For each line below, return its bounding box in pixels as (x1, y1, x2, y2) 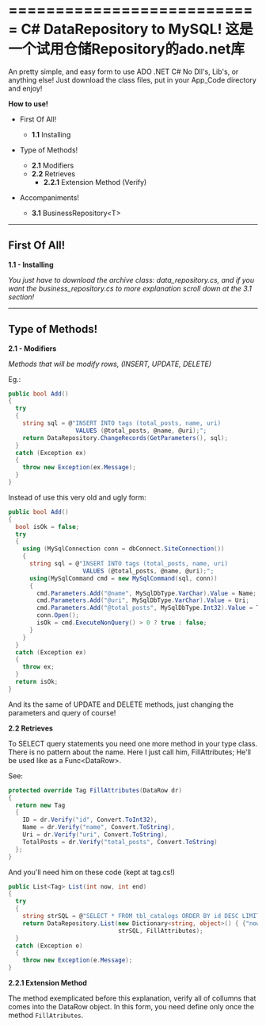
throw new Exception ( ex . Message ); (22, 464, 136, 472)
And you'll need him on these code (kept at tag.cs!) (8, 867, 176, 877)
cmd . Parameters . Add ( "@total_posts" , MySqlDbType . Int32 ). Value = (36, 604, 253, 612)
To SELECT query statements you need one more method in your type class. (8, 739, 258, 748)
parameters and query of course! (8, 708, 116, 717)
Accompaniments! (19, 192, 79, 202)
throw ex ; (22, 663, 55, 671)
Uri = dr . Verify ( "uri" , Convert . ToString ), (22, 831, 169, 839)
